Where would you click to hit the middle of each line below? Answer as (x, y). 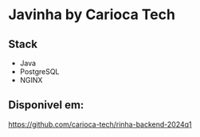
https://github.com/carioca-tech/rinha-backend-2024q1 (100, 124)
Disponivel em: (46, 105)
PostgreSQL (39, 72)
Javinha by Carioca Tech (92, 15)
